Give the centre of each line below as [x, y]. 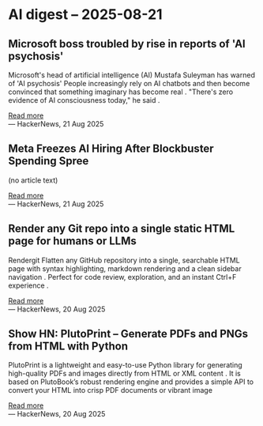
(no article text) [33, 180]
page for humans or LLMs [72, 241]
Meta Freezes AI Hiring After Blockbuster [111, 149]
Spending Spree [49, 161]
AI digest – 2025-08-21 [86, 15]
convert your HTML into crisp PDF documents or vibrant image [111, 390]
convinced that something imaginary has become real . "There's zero [121, 92]
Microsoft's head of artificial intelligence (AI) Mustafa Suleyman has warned [131, 75]
